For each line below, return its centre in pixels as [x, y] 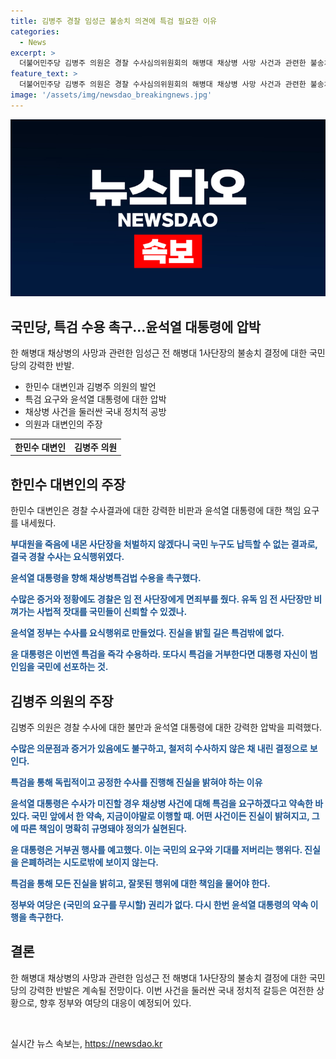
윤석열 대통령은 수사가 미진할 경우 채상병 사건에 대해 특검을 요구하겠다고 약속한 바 [167, 803]
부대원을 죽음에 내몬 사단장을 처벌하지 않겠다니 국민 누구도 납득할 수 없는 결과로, [164, 544]
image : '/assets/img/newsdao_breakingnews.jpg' [111, 95]
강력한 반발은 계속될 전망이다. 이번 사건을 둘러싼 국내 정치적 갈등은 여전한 [171, 990]
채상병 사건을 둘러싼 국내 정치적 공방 [95, 412]
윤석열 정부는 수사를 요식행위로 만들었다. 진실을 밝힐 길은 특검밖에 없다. [147, 633]
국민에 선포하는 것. [72, 667]
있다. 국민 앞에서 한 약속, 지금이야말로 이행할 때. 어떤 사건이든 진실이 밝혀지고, [160, 816]
